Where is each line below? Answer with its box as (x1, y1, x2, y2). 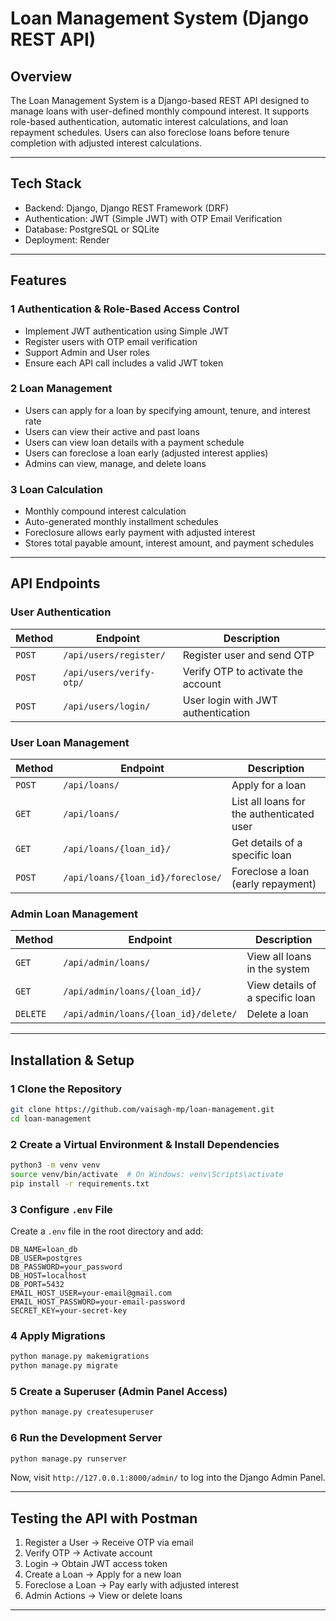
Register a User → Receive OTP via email (24, 1537, 194, 1549)
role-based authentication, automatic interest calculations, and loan (10, 116, 289, 127)
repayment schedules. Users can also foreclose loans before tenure (10, 127, 290, 138)
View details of (246, 978, 317, 992)
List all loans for (231, 795, 306, 809)
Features (10, 272, 67, 289)
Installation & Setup (10, 1052, 135, 1069)
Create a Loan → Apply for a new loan (24, 1568, 182, 1581)
